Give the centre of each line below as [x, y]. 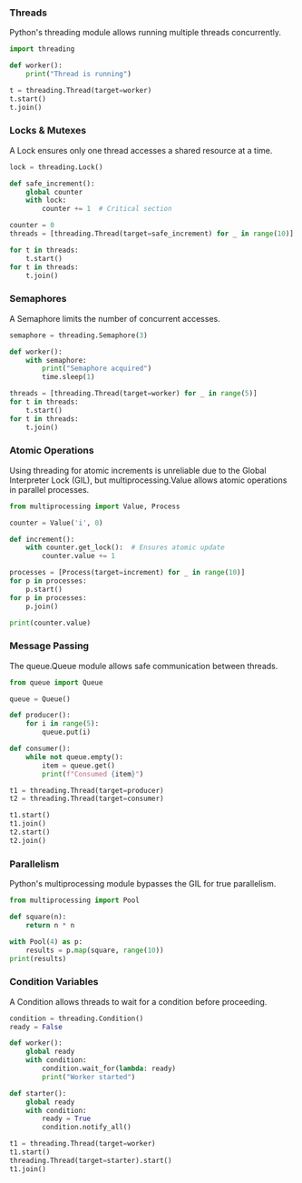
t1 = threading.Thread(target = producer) [87, 790]
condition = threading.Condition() [77, 1018]
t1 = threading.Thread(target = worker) [83, 1144]
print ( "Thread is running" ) [78, 75]
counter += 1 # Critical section [107, 209]
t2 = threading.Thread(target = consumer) [87, 799]
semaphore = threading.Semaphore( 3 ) [78, 335]
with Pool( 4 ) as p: [46, 942]
